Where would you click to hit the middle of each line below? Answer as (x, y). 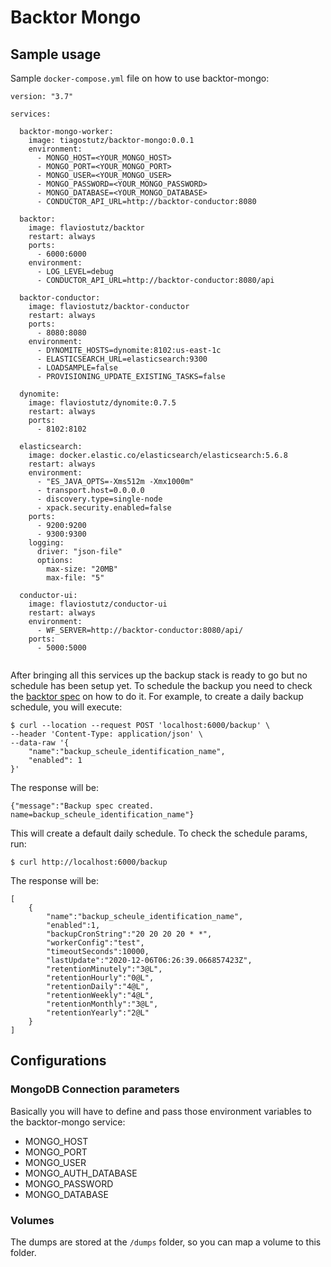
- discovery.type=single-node (99, 499)
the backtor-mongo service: (68, 1122)
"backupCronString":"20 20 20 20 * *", (129, 934)
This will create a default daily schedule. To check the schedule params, (159, 833)
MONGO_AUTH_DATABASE (81, 1173)
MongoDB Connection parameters (95, 1089)
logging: (46, 543)
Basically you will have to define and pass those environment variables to (161, 1111)
